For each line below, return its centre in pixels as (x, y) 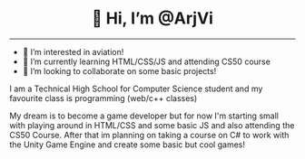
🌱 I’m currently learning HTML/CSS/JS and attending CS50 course (146, 61)
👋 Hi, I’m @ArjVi (152, 19)
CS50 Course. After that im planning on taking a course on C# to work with (149, 135)
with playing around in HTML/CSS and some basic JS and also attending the (152, 125)
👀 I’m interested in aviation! (73, 51)
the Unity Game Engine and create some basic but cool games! (127, 145)
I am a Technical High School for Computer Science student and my (136, 89)
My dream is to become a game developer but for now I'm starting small (144, 116)
